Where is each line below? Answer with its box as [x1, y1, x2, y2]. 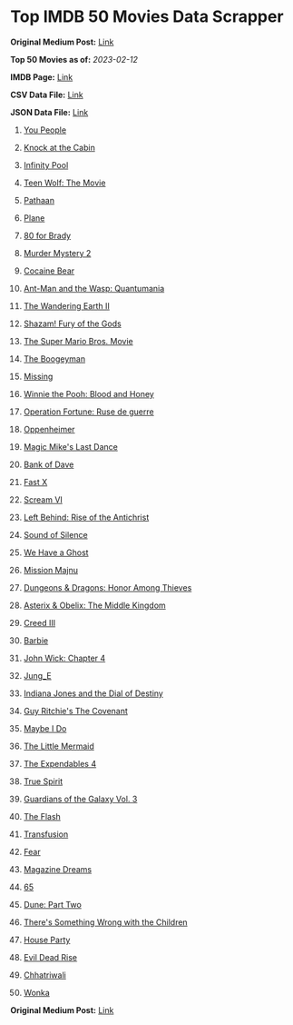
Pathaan [23, 194, 55, 205]
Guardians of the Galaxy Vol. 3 [23, 793, 138, 804]
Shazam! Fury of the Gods [23, 318, 122, 329]
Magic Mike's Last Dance [23, 441, 119, 452]
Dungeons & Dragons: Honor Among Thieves [23, 582, 192, 592]
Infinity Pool [23, 159, 69, 170]
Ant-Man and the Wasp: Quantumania [23, 283, 165, 294]
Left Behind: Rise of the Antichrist [23, 512, 150, 522]
